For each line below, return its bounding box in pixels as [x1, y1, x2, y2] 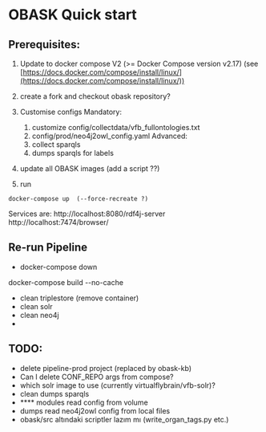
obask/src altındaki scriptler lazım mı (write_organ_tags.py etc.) [19, 414, 229, 424]
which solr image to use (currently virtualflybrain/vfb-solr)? [19, 380, 216, 390]
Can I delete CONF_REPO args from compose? [19, 372, 174, 381]
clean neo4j [19, 310, 59, 320]
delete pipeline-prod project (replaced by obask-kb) [19, 363, 192, 373]
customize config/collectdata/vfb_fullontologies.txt [31, 123, 200, 132]
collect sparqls [31, 140, 81, 149]
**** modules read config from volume [19, 397, 148, 407]
